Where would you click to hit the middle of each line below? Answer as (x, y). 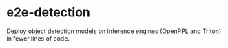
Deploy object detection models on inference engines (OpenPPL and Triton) (114, 31)
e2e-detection (49, 13)
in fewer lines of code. (38, 38)
